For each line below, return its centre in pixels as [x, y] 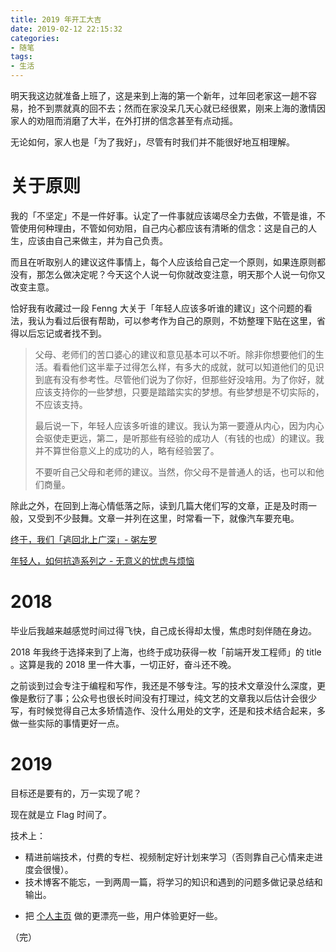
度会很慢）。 [49, 869]
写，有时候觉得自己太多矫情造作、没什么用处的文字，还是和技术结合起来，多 [168, 710]
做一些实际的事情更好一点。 [67, 723]
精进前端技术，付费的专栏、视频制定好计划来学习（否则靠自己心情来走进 [173, 857]
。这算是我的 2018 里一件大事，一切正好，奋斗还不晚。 [123, 664]
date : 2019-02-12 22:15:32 [66, 29]
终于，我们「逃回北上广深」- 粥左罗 [84, 539]
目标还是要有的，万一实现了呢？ [76, 793]
